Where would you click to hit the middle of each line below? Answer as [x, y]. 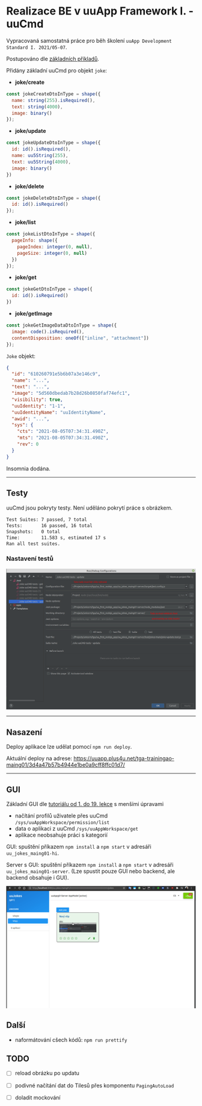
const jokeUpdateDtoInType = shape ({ [54, 143]
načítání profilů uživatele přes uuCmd [61, 816]
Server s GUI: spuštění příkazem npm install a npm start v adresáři [90, 865]
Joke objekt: [21, 356]
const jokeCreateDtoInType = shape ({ [54, 94]
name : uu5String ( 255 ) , [40, 156]
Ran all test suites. [33, 544]
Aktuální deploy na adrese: [39, 758]
